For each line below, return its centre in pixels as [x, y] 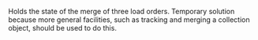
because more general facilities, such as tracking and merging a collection [129, 20]
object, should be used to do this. [62, 28]
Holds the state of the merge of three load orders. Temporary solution [122, 11]
